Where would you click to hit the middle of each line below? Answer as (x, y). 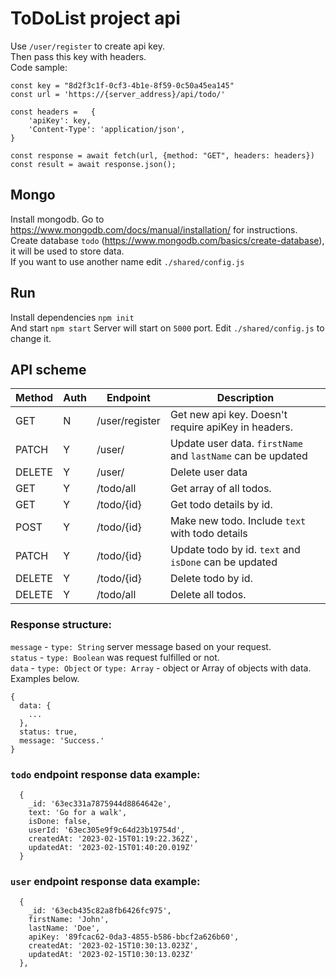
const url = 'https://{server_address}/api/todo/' (118, 94)
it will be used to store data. (67, 251)
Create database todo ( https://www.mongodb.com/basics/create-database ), (167, 240)
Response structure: (61, 625)
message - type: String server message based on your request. (141, 646)
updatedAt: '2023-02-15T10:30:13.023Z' (111, 955)
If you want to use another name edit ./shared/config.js (127, 261)
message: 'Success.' (62, 740)
